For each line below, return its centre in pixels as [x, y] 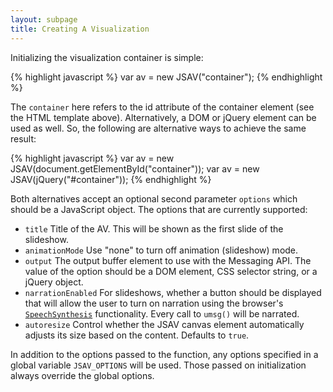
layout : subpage [44, 19]
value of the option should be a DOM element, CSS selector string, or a [171, 271]
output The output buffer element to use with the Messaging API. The [168, 260]
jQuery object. [54, 282]
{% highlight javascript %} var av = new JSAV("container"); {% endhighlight [166, 77]
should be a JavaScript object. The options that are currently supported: [159, 209]
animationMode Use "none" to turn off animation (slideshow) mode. [161, 250]
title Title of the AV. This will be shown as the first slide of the [154, 228]
